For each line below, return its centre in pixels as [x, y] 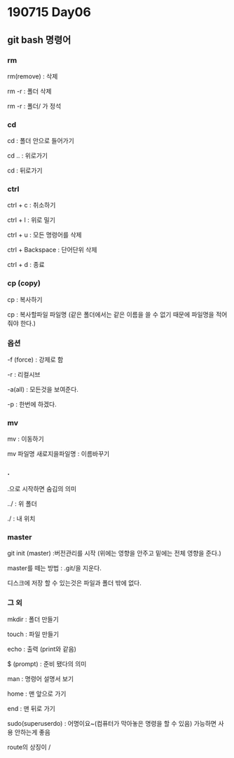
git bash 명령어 [39, 40]
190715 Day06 [49, 12]
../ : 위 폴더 [22, 503]
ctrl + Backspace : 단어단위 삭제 [52, 250]
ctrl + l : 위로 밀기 [32, 220]
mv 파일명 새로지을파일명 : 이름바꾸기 [58, 454]
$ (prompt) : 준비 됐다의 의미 [47, 664]
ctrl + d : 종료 [26, 265]
